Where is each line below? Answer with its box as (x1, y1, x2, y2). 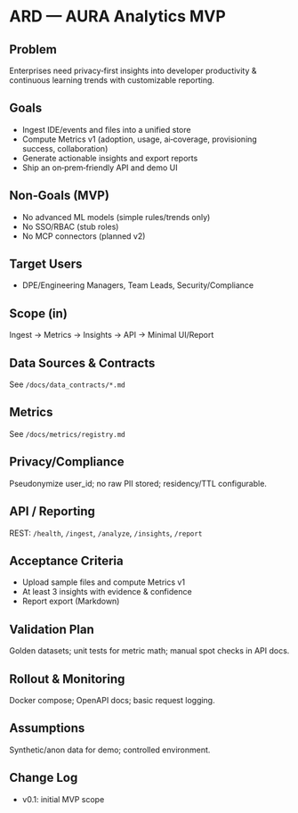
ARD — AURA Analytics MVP (9, 6, 227, 27)
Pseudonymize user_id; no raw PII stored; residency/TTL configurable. (9, 478, 267, 489)
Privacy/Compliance (9, 455, 125, 470)
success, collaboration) (21, 143, 109, 153)
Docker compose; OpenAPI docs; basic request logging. (9, 694, 215, 705)
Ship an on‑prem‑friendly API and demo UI (21, 162, 178, 173)
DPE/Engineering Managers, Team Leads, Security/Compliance (21, 280, 254, 291)
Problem (9, 42, 58, 57)
